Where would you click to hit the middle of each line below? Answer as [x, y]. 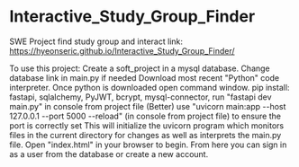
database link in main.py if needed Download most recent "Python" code [145, 77]
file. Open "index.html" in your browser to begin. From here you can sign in [148, 145]
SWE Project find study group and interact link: [96, 41]
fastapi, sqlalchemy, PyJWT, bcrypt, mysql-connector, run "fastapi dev [140, 97]
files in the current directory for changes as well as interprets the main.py [145, 135]
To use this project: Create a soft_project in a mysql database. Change [140, 68]
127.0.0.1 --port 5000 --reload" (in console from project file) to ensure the [145, 116]
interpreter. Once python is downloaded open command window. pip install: [149, 87]
